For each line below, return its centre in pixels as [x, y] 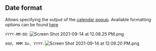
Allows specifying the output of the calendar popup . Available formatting [78, 19]
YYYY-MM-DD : [17, 34]
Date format [24, 8]
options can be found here [32, 25]
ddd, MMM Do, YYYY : [24, 43]
